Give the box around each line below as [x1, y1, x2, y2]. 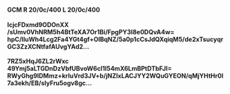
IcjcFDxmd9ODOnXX [7, 21, 69, 29]
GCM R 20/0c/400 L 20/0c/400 [7, 5, 100, 14]
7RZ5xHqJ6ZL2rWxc [7, 57, 69, 65]
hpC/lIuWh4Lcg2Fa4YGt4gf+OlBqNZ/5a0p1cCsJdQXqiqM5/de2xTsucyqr [7, 35, 224, 44]
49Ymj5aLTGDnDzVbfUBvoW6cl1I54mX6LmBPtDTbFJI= [7, 64, 172, 73]
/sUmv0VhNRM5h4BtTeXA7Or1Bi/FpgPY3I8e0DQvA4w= [7, 28, 175, 36]
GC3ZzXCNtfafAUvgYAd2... [7, 43, 90, 51]
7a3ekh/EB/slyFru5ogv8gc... [7, 79, 92, 87]
